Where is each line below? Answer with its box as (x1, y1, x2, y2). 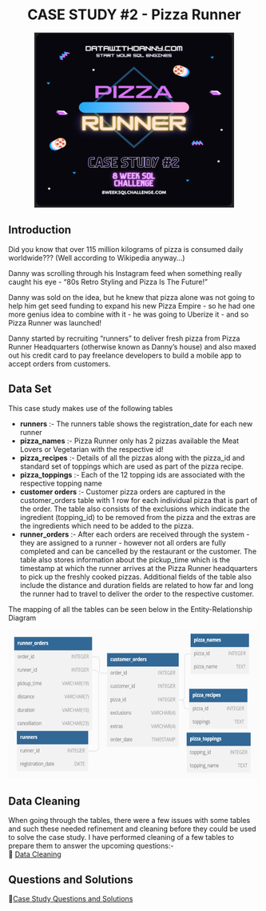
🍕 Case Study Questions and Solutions (8, 894, 133, 904)
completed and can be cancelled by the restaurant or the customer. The (19, 546, 257, 556)
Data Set (8, 382, 52, 396)
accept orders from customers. (8, 358, 111, 369)
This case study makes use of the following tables (8, 403, 173, 413)
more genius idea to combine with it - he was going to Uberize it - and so (8, 310, 249, 319)
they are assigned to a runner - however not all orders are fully (19, 537, 226, 547)
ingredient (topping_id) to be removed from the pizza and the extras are (19, 512, 256, 521)
